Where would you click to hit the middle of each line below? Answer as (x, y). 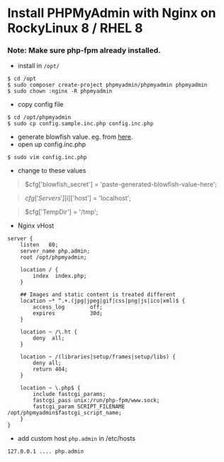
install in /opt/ (39, 66)
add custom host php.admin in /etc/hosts (77, 439)
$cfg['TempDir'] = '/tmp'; (61, 212)
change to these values (52, 171)
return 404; (51, 370)
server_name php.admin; (55, 251)
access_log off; (68, 307)
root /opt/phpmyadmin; (54, 257)
